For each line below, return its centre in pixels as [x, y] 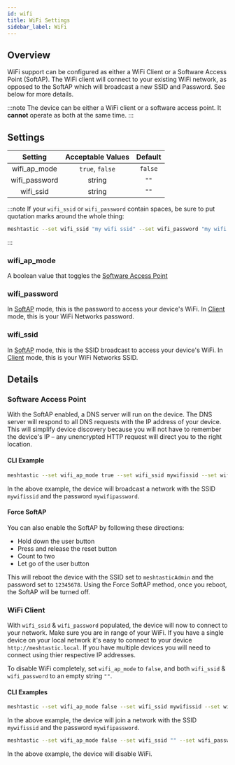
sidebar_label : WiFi [37, 27]
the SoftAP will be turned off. [49, 591]
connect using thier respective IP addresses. [72, 655]
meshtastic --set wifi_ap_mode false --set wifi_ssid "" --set [101, 741]
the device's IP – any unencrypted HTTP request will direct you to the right [115, 437]
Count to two [36, 556]
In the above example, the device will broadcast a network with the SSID [111, 489]
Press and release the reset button [67, 548]
